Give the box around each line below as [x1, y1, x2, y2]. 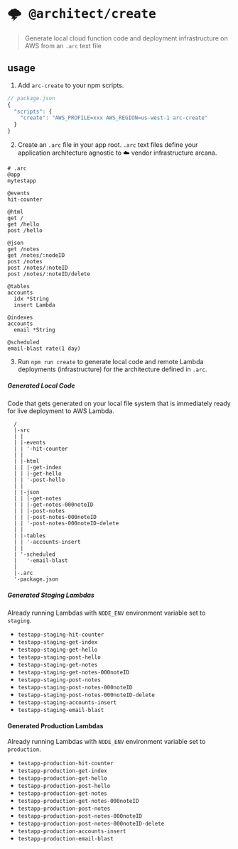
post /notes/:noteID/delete [7, 270, 91, 278]
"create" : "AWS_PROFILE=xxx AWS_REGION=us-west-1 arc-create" [20, 114, 208, 121]
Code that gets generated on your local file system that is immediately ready [7, 399, 231, 407]
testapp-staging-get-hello [17, 646, 98, 653]
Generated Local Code [7, 381, 76, 390]
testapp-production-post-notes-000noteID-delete [17, 821, 165, 828]
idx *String [13, 295, 50, 302]
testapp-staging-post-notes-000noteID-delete [17, 691, 155, 699]
